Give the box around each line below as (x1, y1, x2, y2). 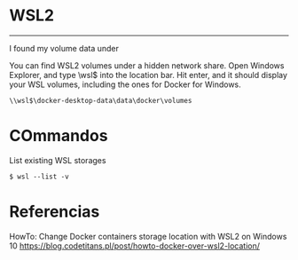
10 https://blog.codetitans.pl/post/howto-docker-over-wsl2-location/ (9, 240, 260, 251)
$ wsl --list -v (9, 172, 69, 181)
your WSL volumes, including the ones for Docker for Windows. (9, 79, 241, 90)
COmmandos (9, 126, 108, 146)
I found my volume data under (9, 43, 120, 53)
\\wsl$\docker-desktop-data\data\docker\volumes (9, 96, 192, 105)
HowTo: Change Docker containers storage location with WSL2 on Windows (9, 231, 287, 241)
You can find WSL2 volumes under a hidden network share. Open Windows (9, 59, 285, 71)
